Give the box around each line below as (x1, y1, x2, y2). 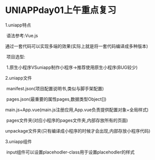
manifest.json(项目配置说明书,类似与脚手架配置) (6, 85, 104, 91)
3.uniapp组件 (5, 138, 32, 145)
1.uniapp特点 (5, 22, 31, 28)
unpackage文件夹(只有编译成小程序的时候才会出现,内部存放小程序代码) (5, 128, 151, 134)
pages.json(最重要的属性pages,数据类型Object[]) (6, 96, 107, 102)
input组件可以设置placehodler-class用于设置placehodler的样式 (6, 149, 135, 155)
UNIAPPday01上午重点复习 (5, 4, 116, 16)
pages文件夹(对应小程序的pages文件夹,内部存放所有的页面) (6, 117, 128, 123)
